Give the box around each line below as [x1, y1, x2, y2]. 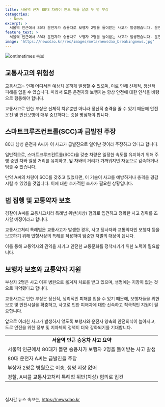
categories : [5, 12, 29, 17]
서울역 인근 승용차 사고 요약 [52, 337, 111, 343]
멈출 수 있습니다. [5, 164, 37, 170]
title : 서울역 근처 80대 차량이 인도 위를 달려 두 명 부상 [5, 7, 109, 12]
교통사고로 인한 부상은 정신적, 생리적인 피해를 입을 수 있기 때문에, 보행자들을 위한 [5, 296, 160, 302]
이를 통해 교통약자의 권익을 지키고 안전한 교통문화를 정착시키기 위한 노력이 [5, 243, 147, 249]
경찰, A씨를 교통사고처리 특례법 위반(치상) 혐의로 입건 [7, 374, 124, 380]
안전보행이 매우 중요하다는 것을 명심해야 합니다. [19, 111, 110, 118]
